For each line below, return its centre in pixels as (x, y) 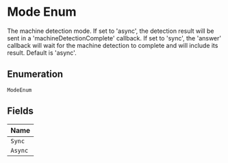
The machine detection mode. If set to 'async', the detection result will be (111, 31)
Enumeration (35, 74)
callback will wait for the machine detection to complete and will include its (113, 45)
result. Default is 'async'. (42, 53)
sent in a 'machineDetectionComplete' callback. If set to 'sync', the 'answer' (114, 38)
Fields (21, 111)
